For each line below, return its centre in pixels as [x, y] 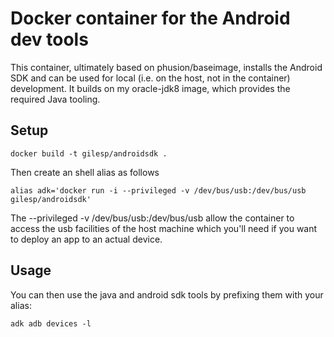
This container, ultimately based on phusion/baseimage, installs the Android [166, 67]
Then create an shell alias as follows [85, 172]
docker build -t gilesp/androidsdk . [89, 153]
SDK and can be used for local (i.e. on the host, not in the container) [150, 78]
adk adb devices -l [51, 323]
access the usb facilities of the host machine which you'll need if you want [164, 228]
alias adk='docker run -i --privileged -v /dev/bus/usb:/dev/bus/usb [158, 190]
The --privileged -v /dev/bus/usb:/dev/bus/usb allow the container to [152, 218]
